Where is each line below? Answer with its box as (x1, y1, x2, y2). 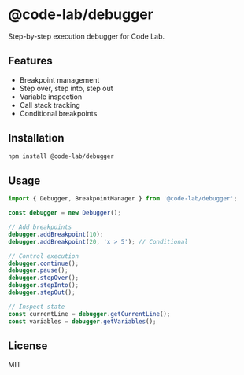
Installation (8, 131, 65, 145)
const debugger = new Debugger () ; (8, 209, 122, 217)
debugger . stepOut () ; (8, 289, 76, 296)
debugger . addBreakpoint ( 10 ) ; (8, 230, 104, 238)
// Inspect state (8, 303, 65, 311)
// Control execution (8, 252, 79, 260)
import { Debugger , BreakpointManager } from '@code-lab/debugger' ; (8, 195, 238, 203)
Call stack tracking (19, 100, 80, 109)
